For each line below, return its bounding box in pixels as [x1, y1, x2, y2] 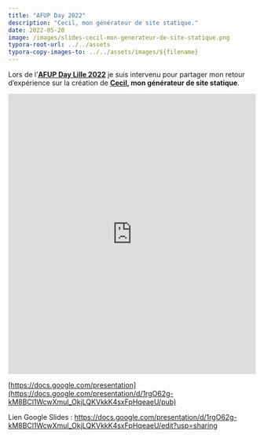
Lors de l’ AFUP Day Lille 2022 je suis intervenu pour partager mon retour [8, 70, 245, 79]
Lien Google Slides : [8, 413, 73, 421]
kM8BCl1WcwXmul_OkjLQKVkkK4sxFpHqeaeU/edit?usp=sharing [8, 421, 218, 430]
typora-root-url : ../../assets [8, 41, 111, 49]
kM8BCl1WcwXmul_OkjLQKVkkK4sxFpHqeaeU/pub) [8, 397, 177, 406]
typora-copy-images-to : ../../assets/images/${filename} [8, 48, 199, 56]
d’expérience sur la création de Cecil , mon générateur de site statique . [8, 78, 240, 87]
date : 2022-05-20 [8, 26, 65, 34]
